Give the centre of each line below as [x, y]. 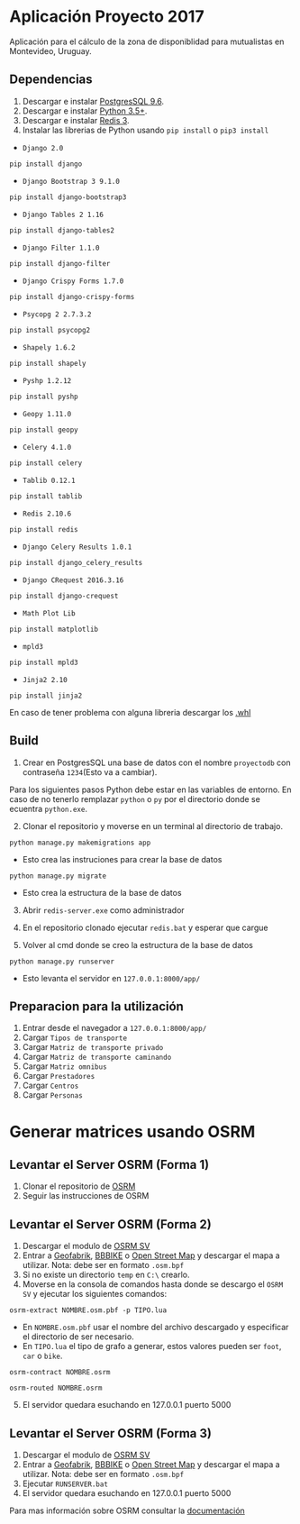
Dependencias [51, 80]
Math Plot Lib [49, 613]
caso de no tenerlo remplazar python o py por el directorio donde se [135, 799]
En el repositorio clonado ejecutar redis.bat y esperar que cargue [145, 927]
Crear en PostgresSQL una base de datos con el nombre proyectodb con [156, 762]
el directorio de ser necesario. [78, 1337]
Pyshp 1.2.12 [47, 380]
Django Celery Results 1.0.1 [77, 547]
